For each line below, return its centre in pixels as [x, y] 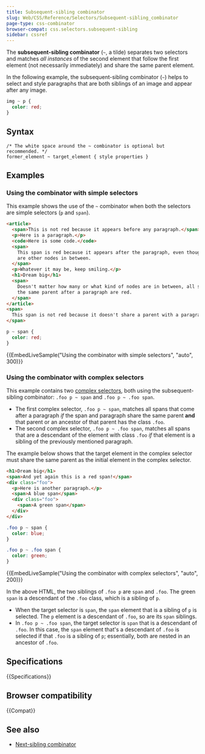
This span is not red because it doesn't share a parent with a [95, 315]
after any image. [27, 90]
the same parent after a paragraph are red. [75, 292]
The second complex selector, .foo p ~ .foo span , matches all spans [103, 428]
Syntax [20, 132]
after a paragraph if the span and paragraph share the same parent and [105, 415]
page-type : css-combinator [41, 23]
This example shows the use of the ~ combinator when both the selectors [99, 206]
